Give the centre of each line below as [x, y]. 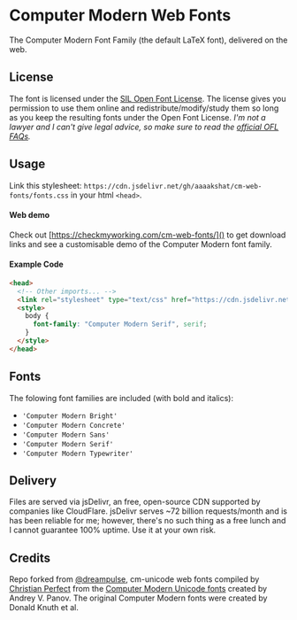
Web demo [30, 215]
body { [37, 316]
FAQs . [20, 136]
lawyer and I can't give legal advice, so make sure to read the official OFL [144, 127]
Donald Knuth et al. [44, 608]
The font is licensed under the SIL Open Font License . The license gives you [148, 98]
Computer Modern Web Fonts [120, 15]
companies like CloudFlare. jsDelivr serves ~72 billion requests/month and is [148, 511]
